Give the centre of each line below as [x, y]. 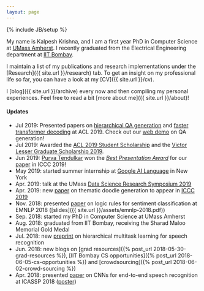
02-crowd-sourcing [40, 268]
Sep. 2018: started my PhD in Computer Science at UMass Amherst [100, 216]
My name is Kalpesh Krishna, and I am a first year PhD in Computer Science [102, 41]
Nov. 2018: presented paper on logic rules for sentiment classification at [106, 203]
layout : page [23, 12]
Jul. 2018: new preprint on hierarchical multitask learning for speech [101, 236]
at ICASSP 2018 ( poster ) [46, 281]
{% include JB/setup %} [37, 29]
